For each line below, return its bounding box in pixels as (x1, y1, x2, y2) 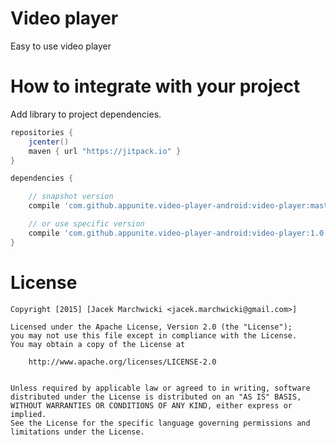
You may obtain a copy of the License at (10, 339, 186, 349)
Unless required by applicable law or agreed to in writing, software (10, 383, 311, 393)
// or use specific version (28, 219, 145, 229)
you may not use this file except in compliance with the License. (10, 330, 298, 341)
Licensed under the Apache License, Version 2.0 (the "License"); (10, 322, 293, 332)
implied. (10, 409, 47, 419)
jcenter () (28, 137, 70, 147)
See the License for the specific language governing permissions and (10, 418, 311, 428)
